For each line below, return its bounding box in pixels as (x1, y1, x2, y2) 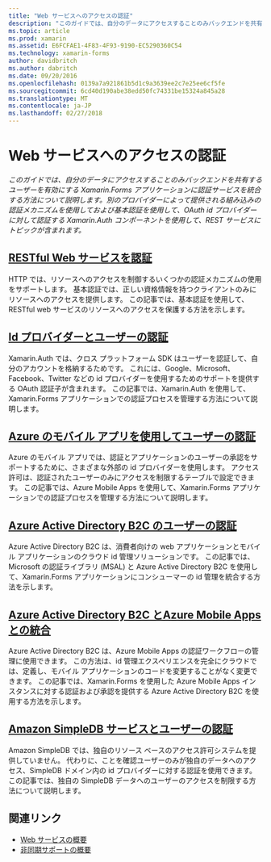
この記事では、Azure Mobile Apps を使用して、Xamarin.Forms (23, 483, 231, 492)
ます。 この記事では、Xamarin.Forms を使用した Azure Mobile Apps (15, 676, 240, 686)
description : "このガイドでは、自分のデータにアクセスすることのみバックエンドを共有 (8, 19, 263, 27)
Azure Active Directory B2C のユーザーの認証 (8, 518, 237, 533)
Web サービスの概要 (19, 835, 87, 844)
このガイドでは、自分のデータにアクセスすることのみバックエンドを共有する (8, 174, 263, 184)
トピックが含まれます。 (8, 225, 86, 235)
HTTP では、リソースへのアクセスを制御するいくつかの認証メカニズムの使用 (8, 274, 262, 283)
